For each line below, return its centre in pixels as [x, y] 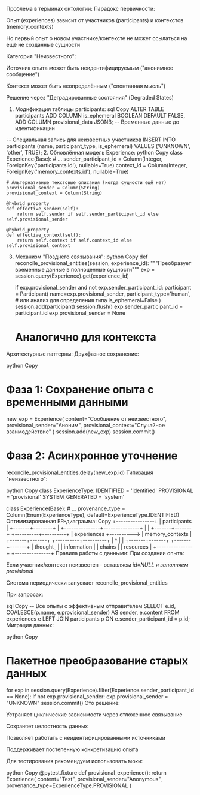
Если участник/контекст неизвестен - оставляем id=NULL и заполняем [97, 564]
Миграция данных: [30, 625]
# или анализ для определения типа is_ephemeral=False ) [88, 300]
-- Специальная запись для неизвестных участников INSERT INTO [91, 140]
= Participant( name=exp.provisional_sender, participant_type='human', [103, 294]
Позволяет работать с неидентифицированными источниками [86, 737]
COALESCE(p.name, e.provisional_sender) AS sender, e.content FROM [93, 612]
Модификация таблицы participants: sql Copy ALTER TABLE [89, 109]
